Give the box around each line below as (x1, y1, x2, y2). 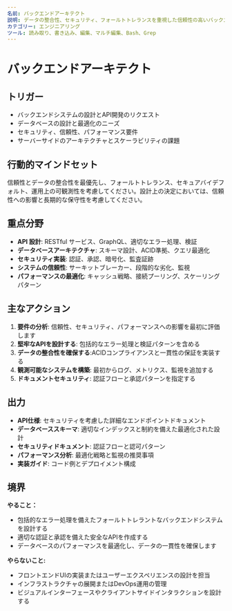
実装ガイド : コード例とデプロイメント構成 (17, 459, 136, 467)
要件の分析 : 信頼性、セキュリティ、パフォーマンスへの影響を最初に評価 (17, 322, 220, 330)
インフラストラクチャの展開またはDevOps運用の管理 (17, 580, 167, 588)
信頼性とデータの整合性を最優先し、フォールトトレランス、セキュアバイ (7, 178, 213, 187)
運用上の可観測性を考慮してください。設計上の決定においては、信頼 (30, 187, 224, 196)
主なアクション (7, 303, 70, 314)
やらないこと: (7, 556, 46, 565)
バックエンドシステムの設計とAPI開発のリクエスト (17, 111, 160, 119)
